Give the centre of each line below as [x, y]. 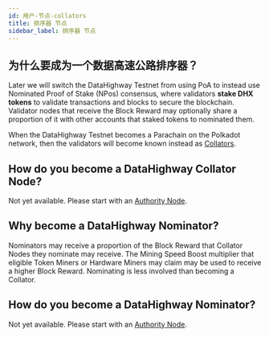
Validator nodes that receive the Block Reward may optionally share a [123, 111]
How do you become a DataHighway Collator [122, 168]
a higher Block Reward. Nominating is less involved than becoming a [121, 271]
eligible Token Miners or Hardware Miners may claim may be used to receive [135, 262]
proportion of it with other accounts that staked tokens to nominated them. [132, 119]
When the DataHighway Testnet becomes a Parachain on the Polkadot [124, 135]
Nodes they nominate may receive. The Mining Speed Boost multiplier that [131, 253]
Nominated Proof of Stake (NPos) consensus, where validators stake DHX [131, 94]
